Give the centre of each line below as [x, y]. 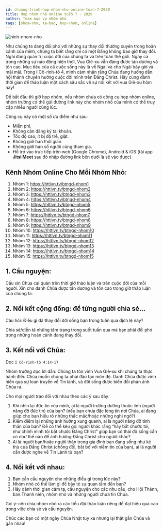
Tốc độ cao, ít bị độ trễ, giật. [41, 136]
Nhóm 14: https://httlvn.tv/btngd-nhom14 [53, 251]
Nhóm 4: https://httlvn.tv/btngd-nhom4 [52, 199]
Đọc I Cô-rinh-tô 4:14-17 [32, 362]
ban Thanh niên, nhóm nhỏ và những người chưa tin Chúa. [71, 494]
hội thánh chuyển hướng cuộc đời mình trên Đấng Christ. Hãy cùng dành [78, 77]
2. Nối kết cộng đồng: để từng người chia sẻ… [76, 309]
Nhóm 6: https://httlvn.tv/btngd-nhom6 [52, 210]
